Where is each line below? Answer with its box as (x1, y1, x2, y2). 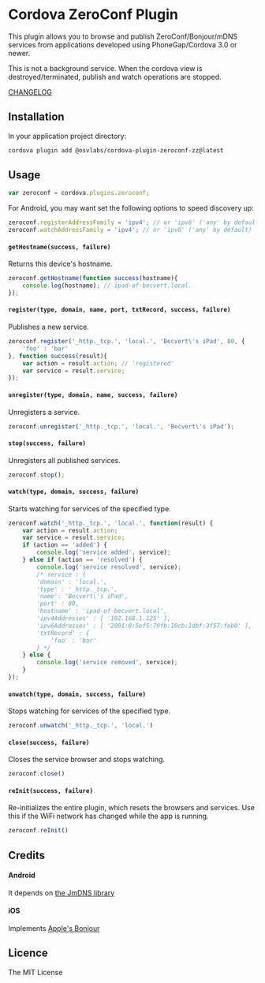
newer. (8, 48, 30, 58)
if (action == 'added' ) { (22, 541, 108, 549)
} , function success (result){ (8, 352, 108, 360)
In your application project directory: (8, 131, 127, 140)
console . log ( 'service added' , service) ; (36, 548, 171, 557)
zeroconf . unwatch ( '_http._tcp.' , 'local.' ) (8, 722, 154, 730)
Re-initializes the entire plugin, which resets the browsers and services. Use (8, 803, 255, 813)
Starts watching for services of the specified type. (8, 503, 171, 514)
